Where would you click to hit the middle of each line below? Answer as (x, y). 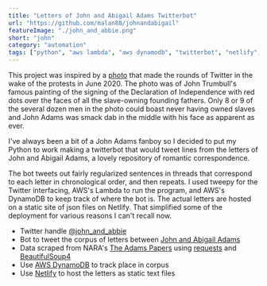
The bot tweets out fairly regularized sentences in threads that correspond (130, 173)
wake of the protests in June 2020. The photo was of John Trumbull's (122, 83)
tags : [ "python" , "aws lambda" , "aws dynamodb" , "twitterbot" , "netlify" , (135, 52)
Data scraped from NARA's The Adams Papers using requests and (128, 248)
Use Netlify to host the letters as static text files (97, 273)
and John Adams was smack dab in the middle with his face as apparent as (132, 117)
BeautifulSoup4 (45, 256)
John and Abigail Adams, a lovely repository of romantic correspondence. (129, 158)
